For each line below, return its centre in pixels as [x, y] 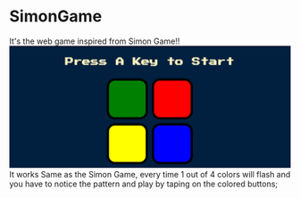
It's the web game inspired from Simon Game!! [95, 41]
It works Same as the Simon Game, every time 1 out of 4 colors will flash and [150, 175]
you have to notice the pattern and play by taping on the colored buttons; [144, 184]
